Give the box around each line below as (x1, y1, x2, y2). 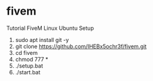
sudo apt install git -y (15, 36, 69, 43)
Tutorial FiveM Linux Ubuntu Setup (6, 24, 94, 32)
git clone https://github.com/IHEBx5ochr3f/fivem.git (15, 43, 147, 50)
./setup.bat (15, 62, 44, 69)
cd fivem (15, 49, 38, 56)
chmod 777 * (15, 55, 49, 63)
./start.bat (15, 68, 41, 76)
